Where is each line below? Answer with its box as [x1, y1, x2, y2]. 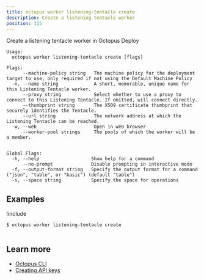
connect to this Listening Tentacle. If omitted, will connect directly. [6, 97, 199, 103]
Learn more [6, 244, 51, 254]
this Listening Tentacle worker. [6, 86, 92, 92]
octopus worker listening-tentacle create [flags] [12, 54, 144, 61]
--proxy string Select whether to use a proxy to [22, 92, 182, 98]
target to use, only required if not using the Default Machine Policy [6, 76, 192, 82]
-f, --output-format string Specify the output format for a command [12, 166, 199, 173]
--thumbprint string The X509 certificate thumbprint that [22, 102, 192, 109]
